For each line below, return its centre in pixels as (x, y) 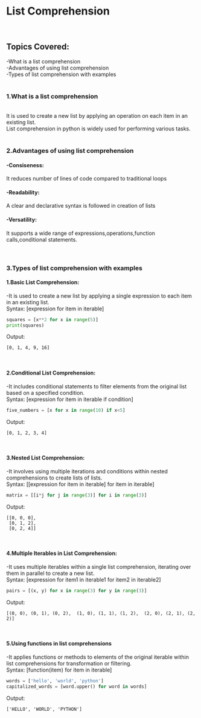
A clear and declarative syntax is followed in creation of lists (81, 206)
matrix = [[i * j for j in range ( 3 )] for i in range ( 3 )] (77, 495)
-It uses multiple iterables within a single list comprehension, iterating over (99, 566)
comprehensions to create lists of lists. (54, 478)
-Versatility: (22, 219)
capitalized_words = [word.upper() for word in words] (77, 687)
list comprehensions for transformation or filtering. (69, 663)
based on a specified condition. (46, 393)
